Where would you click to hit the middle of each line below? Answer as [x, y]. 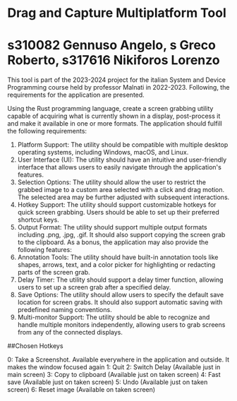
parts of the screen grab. [54, 273]
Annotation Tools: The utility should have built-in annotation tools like [118, 257]
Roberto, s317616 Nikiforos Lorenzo [114, 60]
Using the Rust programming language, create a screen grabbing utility [110, 109]
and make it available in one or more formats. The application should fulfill [115, 124]
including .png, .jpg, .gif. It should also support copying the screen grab [121, 235]
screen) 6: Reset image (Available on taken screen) [81, 390]
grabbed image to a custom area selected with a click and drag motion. [121, 190]
